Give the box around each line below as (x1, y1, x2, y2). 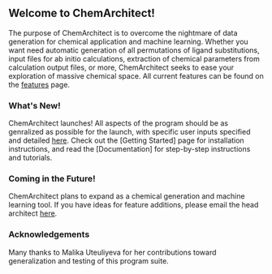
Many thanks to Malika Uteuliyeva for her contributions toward (8, 247, 217, 257)
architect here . (8, 208, 58, 218)
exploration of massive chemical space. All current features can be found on (8, 71, 264, 80)
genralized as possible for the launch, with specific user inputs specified (8, 127, 251, 137)
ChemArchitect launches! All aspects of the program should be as (8, 118, 229, 128)
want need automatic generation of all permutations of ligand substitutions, (8, 45, 260, 55)
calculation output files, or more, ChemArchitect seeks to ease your (8, 62, 235, 72)
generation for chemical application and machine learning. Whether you (8, 36, 249, 46)
